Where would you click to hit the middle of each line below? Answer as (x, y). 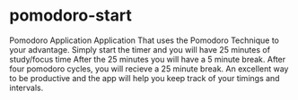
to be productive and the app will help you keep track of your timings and (145, 78)
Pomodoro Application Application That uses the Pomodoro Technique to (145, 40)
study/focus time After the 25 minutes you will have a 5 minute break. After (148, 59)
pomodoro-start (70, 16)
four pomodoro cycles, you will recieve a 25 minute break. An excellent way (149, 69)
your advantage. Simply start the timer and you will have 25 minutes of (140, 49)
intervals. (26, 87)
